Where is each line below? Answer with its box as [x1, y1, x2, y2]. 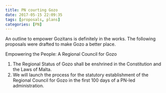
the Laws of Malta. [12, 66, 52, 73]
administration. [12, 83, 44, 89]
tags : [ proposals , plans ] [5, 17, 60, 22]
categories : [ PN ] [5, 21, 42, 27]
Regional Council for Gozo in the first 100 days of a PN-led [12, 77, 135, 83]
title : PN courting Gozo [5, 7, 58, 13]
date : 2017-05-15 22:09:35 [5, 12, 63, 17]
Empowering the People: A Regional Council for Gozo [5, 51, 117, 57]
